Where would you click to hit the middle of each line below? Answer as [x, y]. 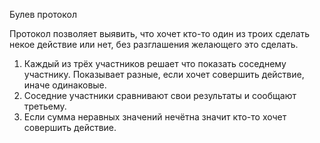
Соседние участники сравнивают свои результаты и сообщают [160, 95]
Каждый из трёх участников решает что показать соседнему [155, 63]
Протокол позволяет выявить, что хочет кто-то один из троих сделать [160, 33]
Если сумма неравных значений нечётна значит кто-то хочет [155, 117]
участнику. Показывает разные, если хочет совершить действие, [164, 74]
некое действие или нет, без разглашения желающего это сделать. [154, 44]
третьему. [45, 106]
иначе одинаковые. [65, 85]
